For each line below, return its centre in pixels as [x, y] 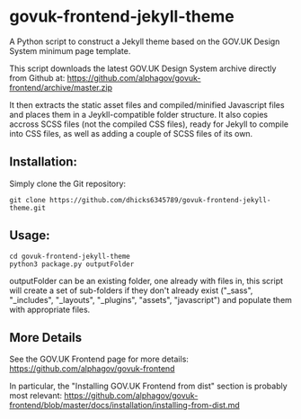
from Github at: [37, 77]
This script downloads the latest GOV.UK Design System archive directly [143, 68]
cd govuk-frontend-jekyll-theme [70, 256]
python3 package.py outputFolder [72, 264]
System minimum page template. [70, 50]
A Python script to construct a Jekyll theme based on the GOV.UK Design [145, 41]
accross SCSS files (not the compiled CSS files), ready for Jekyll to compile [149, 124]
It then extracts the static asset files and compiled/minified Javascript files [147, 104]
